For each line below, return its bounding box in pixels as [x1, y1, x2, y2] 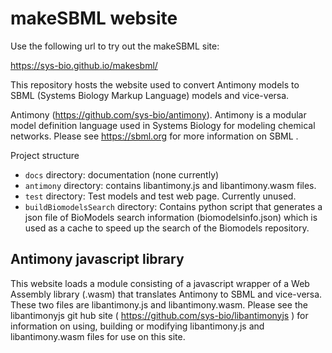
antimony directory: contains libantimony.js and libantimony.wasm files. [24, 179, 317, 191]
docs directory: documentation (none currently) [24, 168, 220, 181]
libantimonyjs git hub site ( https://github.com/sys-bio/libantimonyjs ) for [10, 309, 309, 321]
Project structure [10, 149, 80, 161]
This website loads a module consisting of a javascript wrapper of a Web [10, 277, 310, 289]
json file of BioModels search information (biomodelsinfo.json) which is [24, 211, 318, 223]
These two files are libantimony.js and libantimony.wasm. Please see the [10, 298, 308, 311]
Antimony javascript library [10, 251, 185, 268]
